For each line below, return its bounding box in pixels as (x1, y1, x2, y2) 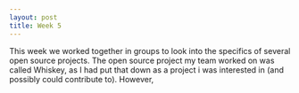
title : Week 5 (9, 21, 62, 30)
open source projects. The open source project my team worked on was (9, 55, 275, 66)
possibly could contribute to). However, (9, 74, 154, 84)
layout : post (9, 12, 58, 22)
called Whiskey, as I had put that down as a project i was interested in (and (9, 64, 284, 75)
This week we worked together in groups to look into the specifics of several (9, 45, 291, 56)
